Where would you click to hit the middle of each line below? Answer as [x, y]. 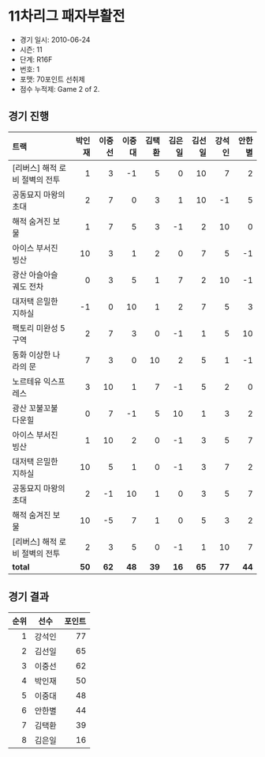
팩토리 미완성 [35, 327]
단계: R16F [36, 59]
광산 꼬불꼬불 [35, 408]
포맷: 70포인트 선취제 [52, 79]
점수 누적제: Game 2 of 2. [60, 89]
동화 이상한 [32, 354]
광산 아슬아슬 [35, 274]
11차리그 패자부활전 [67, 16]
